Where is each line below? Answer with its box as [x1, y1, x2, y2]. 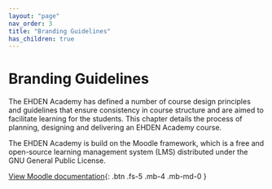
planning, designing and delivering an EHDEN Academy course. [8, 123, 222, 133]
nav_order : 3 [8, 20, 53, 28]
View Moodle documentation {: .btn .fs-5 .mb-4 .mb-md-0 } [8, 172, 207, 182]
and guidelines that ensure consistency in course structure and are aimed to [8, 105, 265, 115]
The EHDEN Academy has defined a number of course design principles [8, 97, 251, 107]
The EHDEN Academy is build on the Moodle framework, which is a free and [8, 138, 265, 148]
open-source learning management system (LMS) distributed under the [8, 147, 248, 157]
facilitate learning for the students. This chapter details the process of [8, 114, 243, 124]
